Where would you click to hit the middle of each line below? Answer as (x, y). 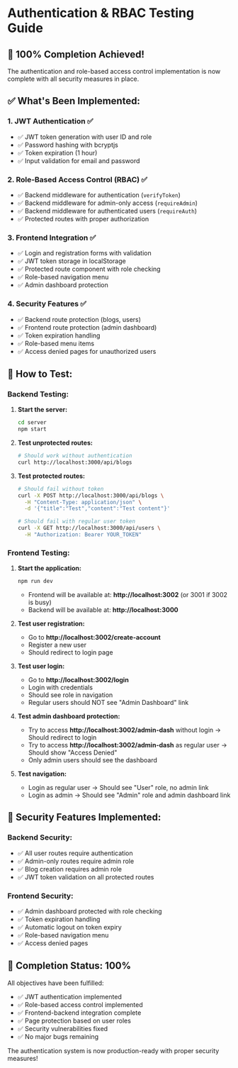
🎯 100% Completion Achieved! (76, 54)
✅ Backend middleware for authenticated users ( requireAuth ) (107, 211)
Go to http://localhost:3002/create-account (94, 638)
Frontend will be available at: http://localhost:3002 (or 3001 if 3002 (128, 595)
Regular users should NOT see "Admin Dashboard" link (108, 703)
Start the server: (42, 410)
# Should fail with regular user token (76, 522)
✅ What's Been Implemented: (74, 101)
